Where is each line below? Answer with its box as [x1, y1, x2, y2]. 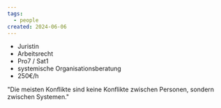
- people [13, 17, 39, 24]
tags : [7, 10, 23, 17]
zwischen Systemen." [7, 93, 70, 101]
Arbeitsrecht [17, 49, 54, 58]
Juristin [17, 43, 40, 51]
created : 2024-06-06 [7, 23, 68, 30]
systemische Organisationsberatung [17, 64, 122, 73]
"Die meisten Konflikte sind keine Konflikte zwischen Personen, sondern [7, 85, 215, 94]
